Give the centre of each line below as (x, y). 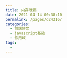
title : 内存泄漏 (21, 10)
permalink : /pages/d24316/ (34, 19)
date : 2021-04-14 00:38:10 (34, 15)
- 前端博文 (20, 29)
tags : (11, 43)
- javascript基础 (27, 33)
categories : (18, 24)
